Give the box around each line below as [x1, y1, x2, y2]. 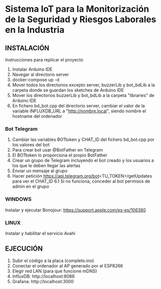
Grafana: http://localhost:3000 [12, 278, 74, 284]
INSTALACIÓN [5, 44, 50, 52]
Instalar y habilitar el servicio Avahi [5, 230, 76, 236]
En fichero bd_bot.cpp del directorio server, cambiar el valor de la [12, 103, 145, 108]
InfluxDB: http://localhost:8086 [12, 273, 75, 279]
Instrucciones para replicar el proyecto [5, 57, 83, 62]
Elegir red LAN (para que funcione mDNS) [12, 268, 97, 274]
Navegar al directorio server [12, 72, 69, 77]
